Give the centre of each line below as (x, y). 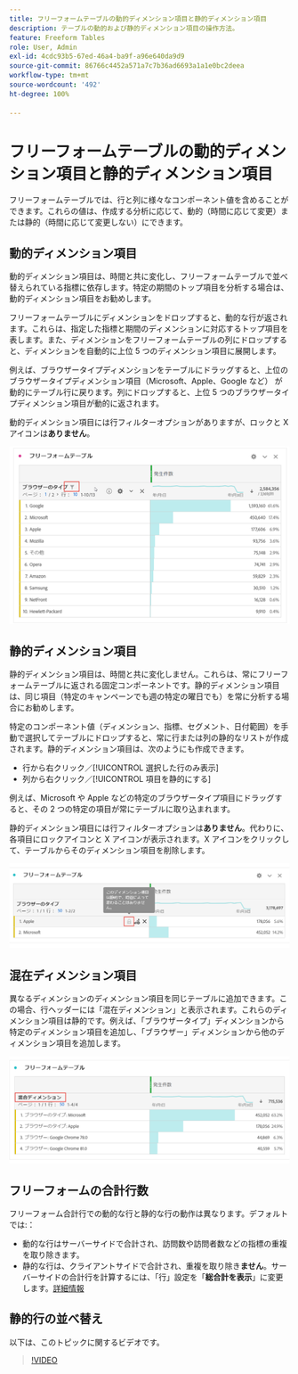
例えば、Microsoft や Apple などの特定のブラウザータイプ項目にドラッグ (142, 798)
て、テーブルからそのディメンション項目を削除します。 (110, 851)
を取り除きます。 (53, 1255)
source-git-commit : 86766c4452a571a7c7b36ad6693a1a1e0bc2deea (127, 66)
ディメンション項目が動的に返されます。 (90, 403)
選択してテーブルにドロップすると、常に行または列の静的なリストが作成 (157, 738)
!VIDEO (44, 1360)
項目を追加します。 (91, 1043)
